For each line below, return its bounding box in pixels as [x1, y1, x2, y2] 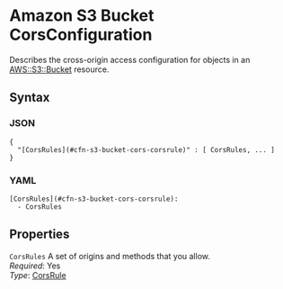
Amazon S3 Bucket [9, 5, 155, 26]
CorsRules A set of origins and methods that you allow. [9, 250, 211, 261]
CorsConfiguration [9, 24, 153, 45]
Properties [9, 227, 70, 242]
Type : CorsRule [9, 269, 66, 280]
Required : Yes [9, 260, 61, 271]
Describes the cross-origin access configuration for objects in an [9, 54, 251, 65]
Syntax [9, 90, 50, 105]
